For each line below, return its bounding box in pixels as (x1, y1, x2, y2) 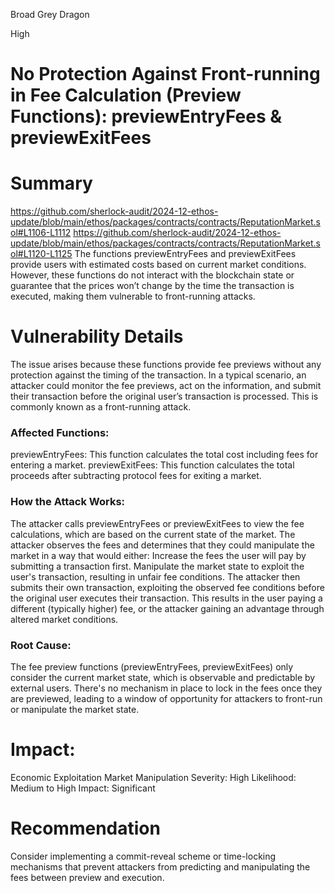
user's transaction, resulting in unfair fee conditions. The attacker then (10, 570, 301, 583)
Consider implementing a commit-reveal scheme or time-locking (10, 850, 277, 862)
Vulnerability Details (10, 325, 184, 348)
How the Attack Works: (10, 495, 126, 509)
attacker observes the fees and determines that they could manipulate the (10, 539, 315, 551)
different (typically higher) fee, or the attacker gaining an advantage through (10, 602, 325, 614)
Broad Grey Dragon (10, 9, 90, 20)
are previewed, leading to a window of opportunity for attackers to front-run (10, 692, 323, 704)
